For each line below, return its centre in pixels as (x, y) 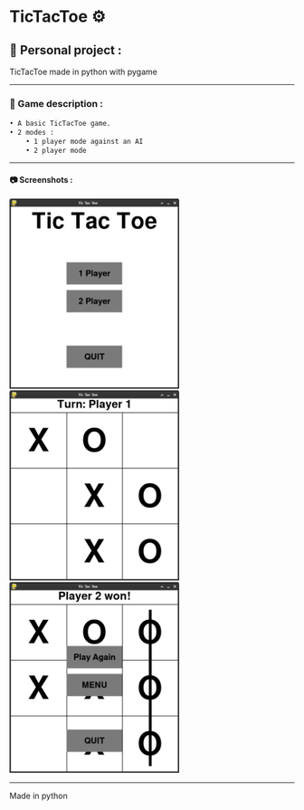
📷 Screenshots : (41, 179)
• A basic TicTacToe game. (60, 124)
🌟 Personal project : (66, 50)
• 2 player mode (57, 151)
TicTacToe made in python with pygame (84, 71)
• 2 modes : (32, 133)
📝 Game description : (57, 103)
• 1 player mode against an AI (85, 142)
